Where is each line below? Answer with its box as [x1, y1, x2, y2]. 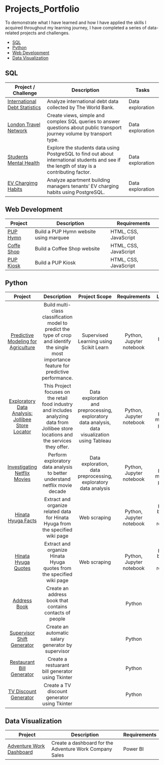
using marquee [35, 234, 69, 241]
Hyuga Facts [8, 517, 37, 524]
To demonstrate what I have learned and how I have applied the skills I [5, 20, 146, 25]
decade [48, 488, 66, 495]
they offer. [45, 443, 69, 450]
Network [7, 127, 28, 134]
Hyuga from [43, 521, 71, 527]
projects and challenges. [20, 30, 70, 36]
